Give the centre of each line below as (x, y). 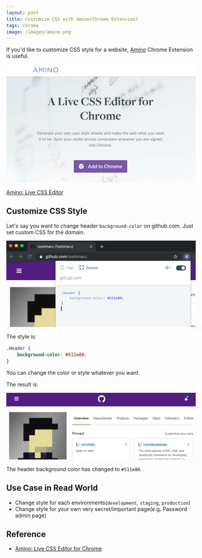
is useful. (17, 56)
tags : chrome (23, 25)
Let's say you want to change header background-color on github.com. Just (100, 225)
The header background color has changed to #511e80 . (74, 469)
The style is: (21, 337)
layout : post (23, 13)
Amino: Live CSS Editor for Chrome (58, 549)
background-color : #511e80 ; (52, 355)
